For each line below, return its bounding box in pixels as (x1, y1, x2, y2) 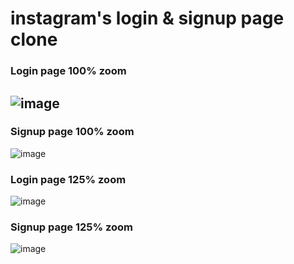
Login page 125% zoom (10, 172, 127, 186)
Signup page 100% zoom (10, 125, 135, 139)
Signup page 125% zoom (10, 220, 134, 234)
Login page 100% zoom (10, 64, 127, 78)
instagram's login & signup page (10, 7, 285, 30)
